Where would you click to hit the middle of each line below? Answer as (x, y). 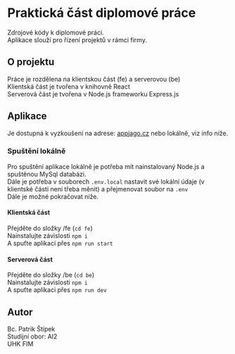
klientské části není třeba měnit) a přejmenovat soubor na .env (98, 189)
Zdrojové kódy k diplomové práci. (56, 32)
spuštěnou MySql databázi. (47, 174)
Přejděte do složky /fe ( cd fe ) (50, 228)
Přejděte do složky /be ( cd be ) (51, 275)
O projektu (31, 62)
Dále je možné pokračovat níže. (53, 196)
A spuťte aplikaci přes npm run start (60, 244)
